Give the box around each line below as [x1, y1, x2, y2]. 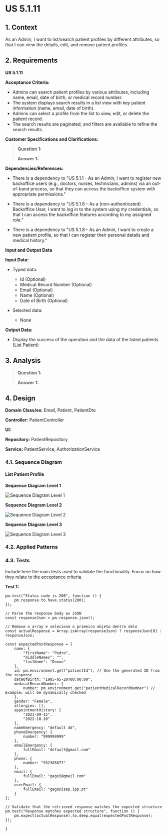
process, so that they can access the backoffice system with [30, 185, 155, 191]
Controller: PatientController [5, 417, 64, 423]
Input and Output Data [5, 247, 52, 253]
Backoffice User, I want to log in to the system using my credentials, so [12, 206, 159, 212]
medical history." [12, 237, 47, 243]
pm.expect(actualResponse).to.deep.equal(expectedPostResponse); [14, 813, 153, 818]
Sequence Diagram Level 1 [5, 482, 61, 488]
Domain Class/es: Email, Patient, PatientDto [5, 407, 96, 413]
